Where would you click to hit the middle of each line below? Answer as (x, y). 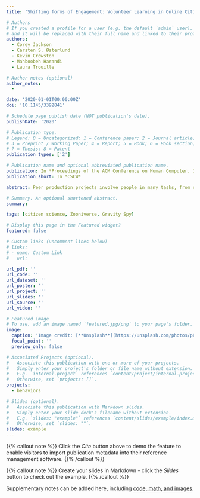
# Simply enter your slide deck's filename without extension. (89, 413)
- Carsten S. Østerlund (41, 51)
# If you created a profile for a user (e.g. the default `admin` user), (100, 28)
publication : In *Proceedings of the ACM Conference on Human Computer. (98, 171)
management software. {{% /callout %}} (56, 459)
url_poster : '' (25, 286)
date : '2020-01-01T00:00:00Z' (44, 100)
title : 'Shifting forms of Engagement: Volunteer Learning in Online (94, 12)
